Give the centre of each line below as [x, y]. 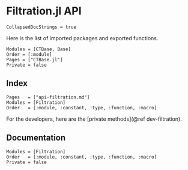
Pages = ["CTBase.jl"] [35, 59]
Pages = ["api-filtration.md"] [48, 97]
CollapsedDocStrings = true [41, 27]
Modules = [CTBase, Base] [38, 49]
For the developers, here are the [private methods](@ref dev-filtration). [94, 119]
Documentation [36, 138]
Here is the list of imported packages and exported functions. [82, 38]
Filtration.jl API [44, 11]
